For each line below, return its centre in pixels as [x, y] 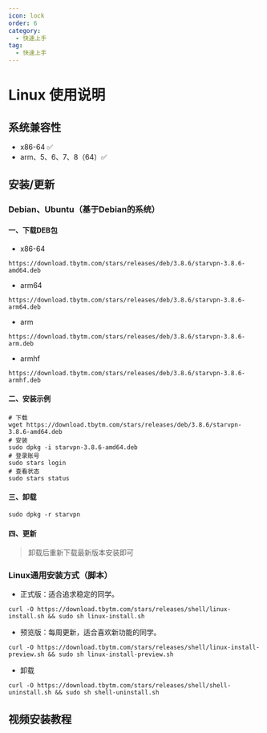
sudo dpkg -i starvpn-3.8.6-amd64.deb [73, 447]
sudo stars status [39, 478]
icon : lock [26, 16]
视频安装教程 [40, 719]
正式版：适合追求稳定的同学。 [69, 594]
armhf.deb [25, 380]
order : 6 [23, 23]
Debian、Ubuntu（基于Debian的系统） [84, 209]
